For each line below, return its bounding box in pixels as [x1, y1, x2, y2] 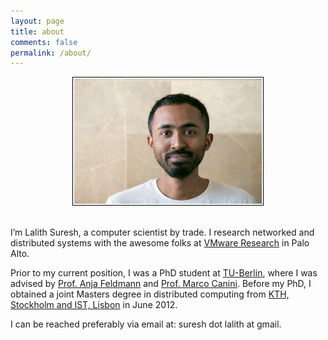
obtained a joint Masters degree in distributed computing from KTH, [10, 288, 290, 300]
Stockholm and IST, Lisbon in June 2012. [10, 299, 178, 311]
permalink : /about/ [10, 48, 92, 58]
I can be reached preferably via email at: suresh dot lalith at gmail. [10, 318, 282, 330]
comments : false [10, 37, 78, 47]
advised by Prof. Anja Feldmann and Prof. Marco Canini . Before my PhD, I [10, 278, 312, 290]
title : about [10, 26, 65, 37]
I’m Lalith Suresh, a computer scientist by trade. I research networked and [10, 226, 315, 239]
